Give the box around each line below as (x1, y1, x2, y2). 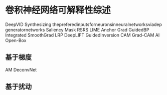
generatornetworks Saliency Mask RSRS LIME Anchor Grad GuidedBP (5, 26, 149, 32)
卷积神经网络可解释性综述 (5, 4, 111, 16)
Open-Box (5, 37, 27, 43)
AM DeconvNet (5, 66, 37, 72)
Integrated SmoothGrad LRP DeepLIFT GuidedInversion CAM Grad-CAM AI (5, 32, 160, 38)
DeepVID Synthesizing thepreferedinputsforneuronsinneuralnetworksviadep (5, 21, 162, 27)
